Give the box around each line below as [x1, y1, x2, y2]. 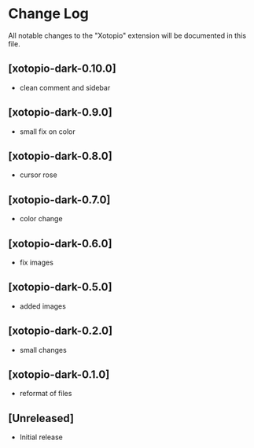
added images [19, 301, 67, 311]
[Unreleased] [8, 411, 75, 425]
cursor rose [19, 170, 57, 180]
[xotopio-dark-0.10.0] [8, 62, 116, 76]
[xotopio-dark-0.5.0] [8, 280, 112, 294]
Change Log [8, 5, 89, 23]
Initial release [19, 432, 63, 442]
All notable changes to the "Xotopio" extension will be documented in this [8, 31, 246, 40]
